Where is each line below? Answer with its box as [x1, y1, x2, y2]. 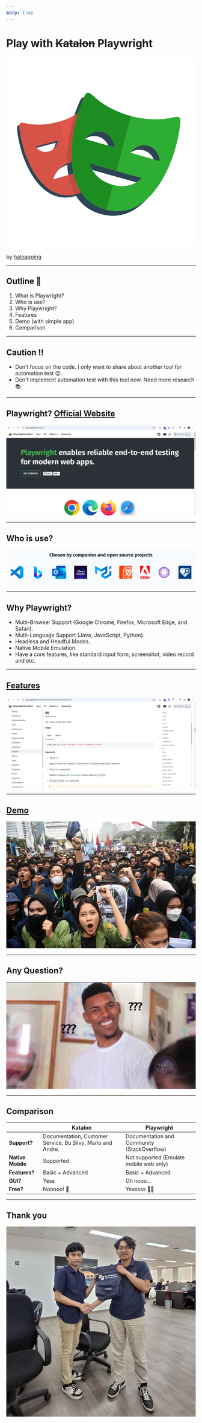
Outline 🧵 [6, 276, 41, 286]
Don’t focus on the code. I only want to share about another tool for [14, 363, 182, 371]
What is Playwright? [14, 292, 64, 299]
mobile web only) [125, 1160, 168, 1168]
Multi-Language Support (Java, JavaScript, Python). [14, 631, 145, 639]
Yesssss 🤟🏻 [125, 1186, 155, 1193]
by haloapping [6, 253, 42, 260]
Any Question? [6, 966, 63, 976]
